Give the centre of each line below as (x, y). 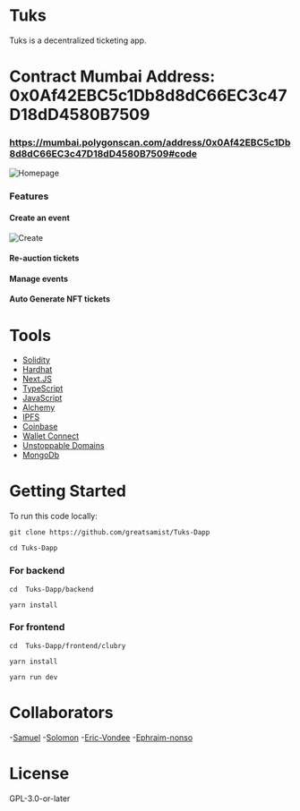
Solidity (36, 360)
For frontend (37, 627)
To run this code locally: (54, 516)
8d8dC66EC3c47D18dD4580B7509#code (103, 154)
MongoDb (41, 455)
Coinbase (40, 427)
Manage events (39, 278)
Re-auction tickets (44, 258)
